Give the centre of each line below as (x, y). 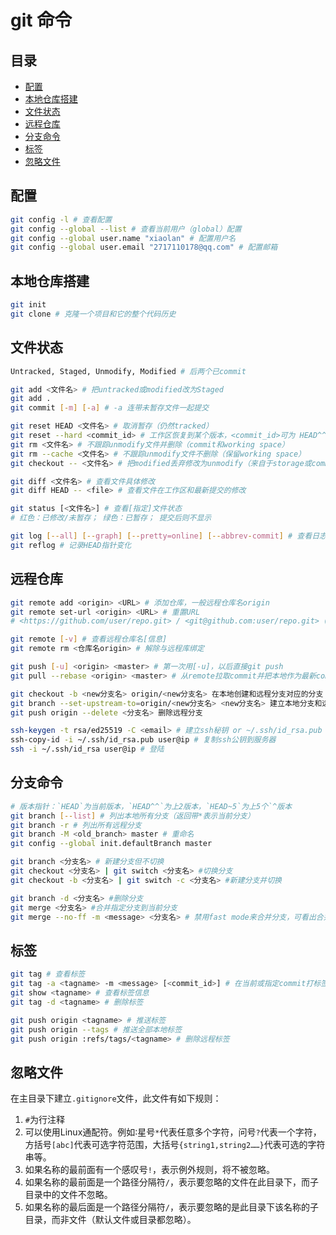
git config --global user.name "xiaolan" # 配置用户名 (123, 238)
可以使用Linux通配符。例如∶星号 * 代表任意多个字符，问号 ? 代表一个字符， (173, 1132)
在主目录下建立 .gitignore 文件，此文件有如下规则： (116, 1098)
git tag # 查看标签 (48, 974)
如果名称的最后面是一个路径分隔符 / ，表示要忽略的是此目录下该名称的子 (171, 1207)
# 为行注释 (44, 1120)
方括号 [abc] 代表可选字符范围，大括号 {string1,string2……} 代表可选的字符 (175, 1145)
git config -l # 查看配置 (61, 219)
